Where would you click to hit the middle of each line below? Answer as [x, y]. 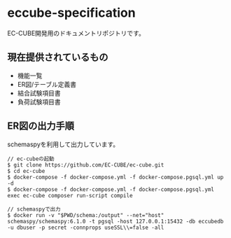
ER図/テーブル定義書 [47, 84]
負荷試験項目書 [39, 101]
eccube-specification [71, 13]
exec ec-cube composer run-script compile [70, 195]
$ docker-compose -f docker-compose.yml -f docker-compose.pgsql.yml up [115, 177]
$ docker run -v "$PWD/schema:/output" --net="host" [86, 215]
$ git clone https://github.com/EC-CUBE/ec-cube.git [86, 165]
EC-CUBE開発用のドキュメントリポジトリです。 [76, 33]
